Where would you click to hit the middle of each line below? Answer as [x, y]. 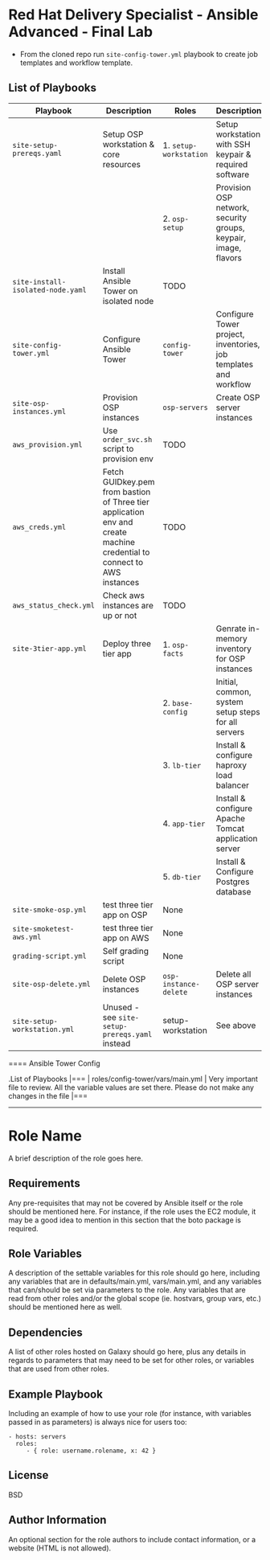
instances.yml [39, 411]
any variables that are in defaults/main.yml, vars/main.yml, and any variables [135, 1282]
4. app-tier [184, 823]
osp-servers [186, 407]
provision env [128, 458]
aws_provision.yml [47, 444]
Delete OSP [124, 979]
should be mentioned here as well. [65, 1307]
